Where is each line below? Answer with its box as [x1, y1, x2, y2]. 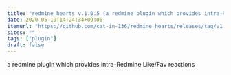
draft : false [7, 42, 45, 48]
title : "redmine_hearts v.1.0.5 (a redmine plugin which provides [7, 10, 201, 17]
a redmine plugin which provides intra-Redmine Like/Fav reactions [7, 61, 195, 68]
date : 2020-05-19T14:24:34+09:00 [7, 16, 103, 23]
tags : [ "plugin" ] [7, 35, 57, 42]
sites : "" [7, 29, 36, 36]
